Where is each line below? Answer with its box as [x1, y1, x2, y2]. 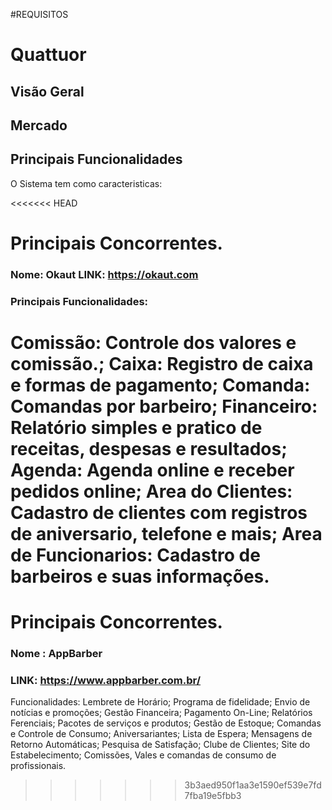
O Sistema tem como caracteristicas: [10, 177, 163, 189]
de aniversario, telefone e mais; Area [10, 523, 323, 545]
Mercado [10, 117, 68, 134]
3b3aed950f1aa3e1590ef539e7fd [184, 779, 322, 791]
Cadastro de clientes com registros [10, 502, 308, 524]
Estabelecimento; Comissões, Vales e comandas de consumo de [10, 749, 277, 761]
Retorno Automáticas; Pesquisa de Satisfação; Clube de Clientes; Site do [10, 739, 311, 751]
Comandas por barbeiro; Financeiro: [10, 395, 318, 418]
